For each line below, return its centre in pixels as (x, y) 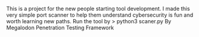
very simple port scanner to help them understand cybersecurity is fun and (100, 15)
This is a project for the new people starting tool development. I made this (98, 9)
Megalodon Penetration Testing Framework (60, 27)
